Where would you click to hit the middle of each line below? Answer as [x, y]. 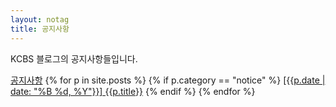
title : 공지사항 [40, 29]
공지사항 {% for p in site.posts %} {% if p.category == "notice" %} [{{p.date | [168, 80]
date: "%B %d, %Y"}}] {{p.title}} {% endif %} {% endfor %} [133, 91]
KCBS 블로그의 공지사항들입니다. [74, 58]
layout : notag [40, 19]
